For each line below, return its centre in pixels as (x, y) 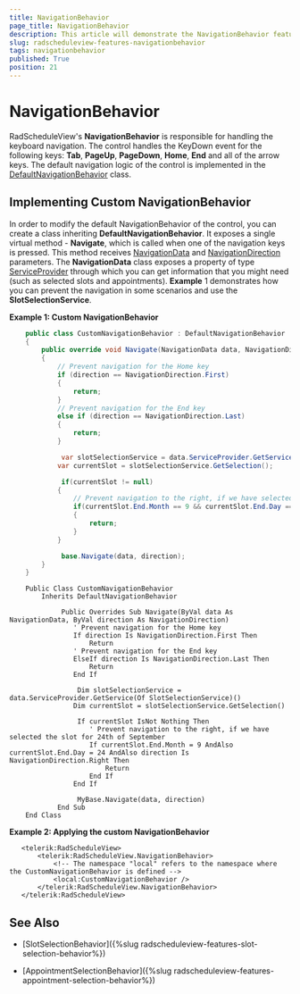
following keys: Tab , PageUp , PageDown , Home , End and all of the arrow (144, 155)
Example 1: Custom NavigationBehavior (84, 317)
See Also (34, 922)
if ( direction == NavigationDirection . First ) (143, 375)
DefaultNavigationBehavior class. (71, 174)
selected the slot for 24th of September (87, 738)
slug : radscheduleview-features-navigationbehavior (107, 42)
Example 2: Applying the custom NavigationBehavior (109, 832)
